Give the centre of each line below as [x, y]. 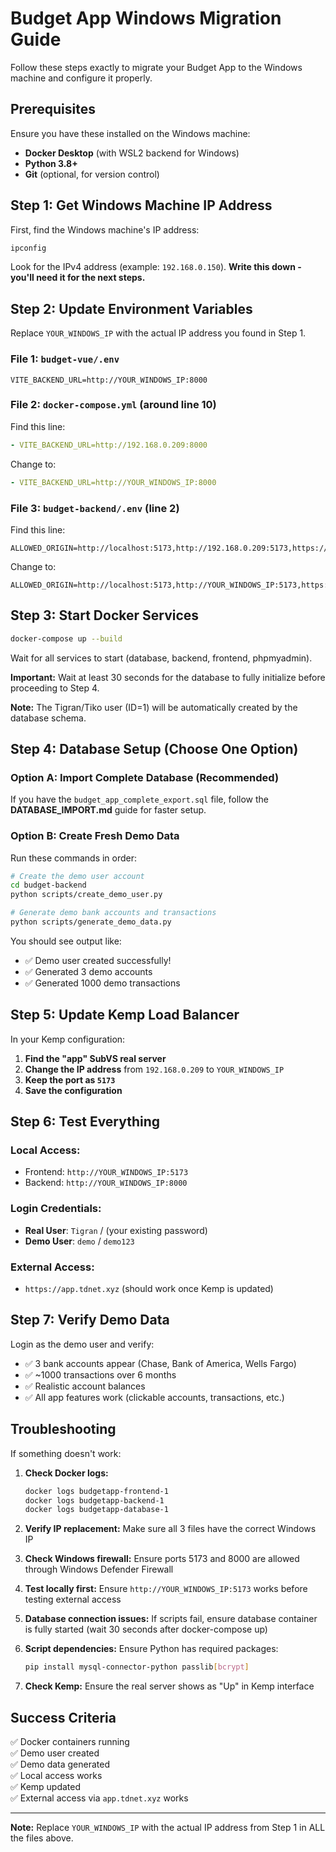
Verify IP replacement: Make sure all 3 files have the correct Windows [170, 1529]
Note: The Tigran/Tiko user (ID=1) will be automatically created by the [154, 707]
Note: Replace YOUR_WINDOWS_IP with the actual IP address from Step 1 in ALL [168, 1827]
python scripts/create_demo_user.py [86, 895]
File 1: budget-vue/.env [65, 359]
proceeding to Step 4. [55, 688]
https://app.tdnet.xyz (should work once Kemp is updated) [149, 1289]
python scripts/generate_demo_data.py [91, 922]
